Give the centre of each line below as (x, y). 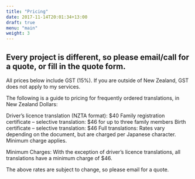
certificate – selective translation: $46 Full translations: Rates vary (85, 128)
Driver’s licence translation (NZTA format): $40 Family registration (85, 116)
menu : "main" (22, 28)
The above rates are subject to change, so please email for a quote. (88, 169)
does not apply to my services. (43, 86)
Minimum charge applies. (37, 140)
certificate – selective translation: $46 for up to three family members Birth (96, 121)
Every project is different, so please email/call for (97, 57)
